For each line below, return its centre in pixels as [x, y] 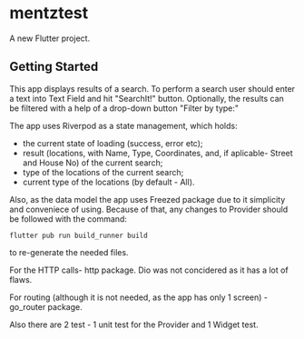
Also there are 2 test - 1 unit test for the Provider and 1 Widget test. [134, 324]
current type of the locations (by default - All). [108, 182]
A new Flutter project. [50, 38]
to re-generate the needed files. [69, 252]
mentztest [49, 13]
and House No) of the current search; [93, 163]
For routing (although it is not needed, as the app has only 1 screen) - [138, 297]
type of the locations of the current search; [103, 172]
